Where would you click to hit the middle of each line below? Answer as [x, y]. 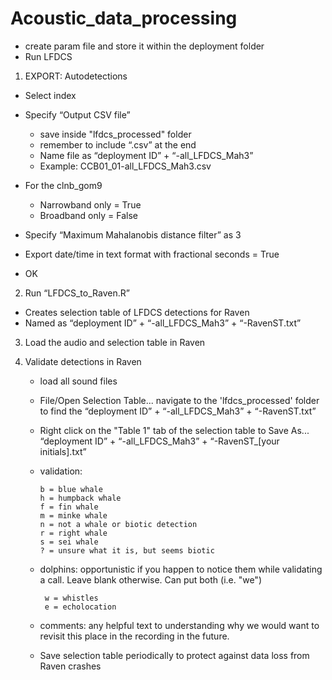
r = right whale [73, 533]
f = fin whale [69, 507]
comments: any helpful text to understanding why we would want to [179, 625]
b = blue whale [71, 489]
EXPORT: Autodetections [76, 76]
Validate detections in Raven [83, 361]
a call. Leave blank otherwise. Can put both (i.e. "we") [150, 579]
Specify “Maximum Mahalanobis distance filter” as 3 [133, 234]
